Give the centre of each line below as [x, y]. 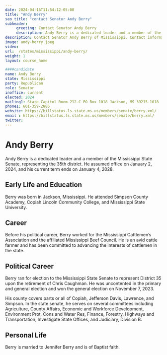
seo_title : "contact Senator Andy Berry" [49, 19]
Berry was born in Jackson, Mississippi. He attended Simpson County [77, 197]
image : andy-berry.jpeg [30, 42]
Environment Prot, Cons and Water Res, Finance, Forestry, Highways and [80, 314]
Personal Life [26, 335]
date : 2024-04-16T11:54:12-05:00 [40, 10]
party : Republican [24, 83]
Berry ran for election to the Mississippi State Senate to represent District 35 [83, 278]
